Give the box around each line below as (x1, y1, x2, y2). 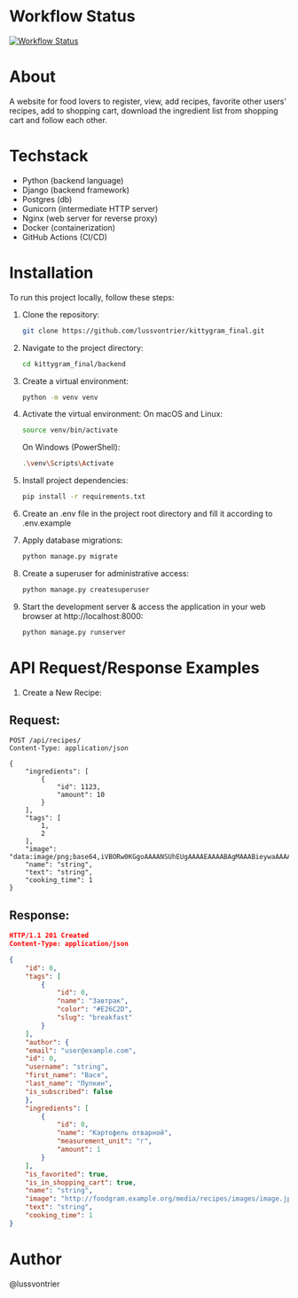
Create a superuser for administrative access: (21, 567, 189, 578)
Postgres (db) (21, 193, 73, 205)
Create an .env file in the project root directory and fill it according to (21, 508, 273, 519)
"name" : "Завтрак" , (56, 997, 129, 1005)
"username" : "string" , (25, 1062, 109, 1072)
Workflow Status (9, 6, 136, 27)
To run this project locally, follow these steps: (9, 292, 175, 302)
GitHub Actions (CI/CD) (21, 231, 108, 242)
